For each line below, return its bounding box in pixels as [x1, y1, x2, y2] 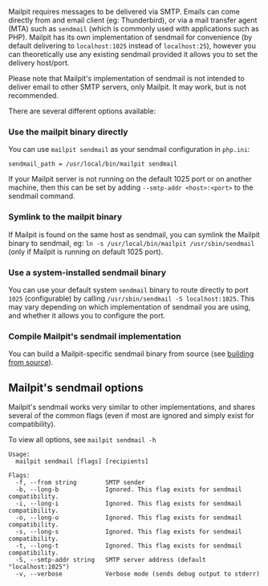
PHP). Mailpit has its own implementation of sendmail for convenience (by [8, 32, 253, 42]
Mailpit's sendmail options [8, 381, 144, 395]
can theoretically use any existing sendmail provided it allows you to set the [8, 50, 258, 59]
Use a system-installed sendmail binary [8, 267, 167, 278]
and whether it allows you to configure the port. [8, 310, 166, 320]
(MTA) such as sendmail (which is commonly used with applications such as [8, 24, 259, 33]
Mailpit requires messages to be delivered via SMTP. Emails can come [8, 7, 241, 16]
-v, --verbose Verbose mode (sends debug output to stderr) [15, 570, 261, 578]
